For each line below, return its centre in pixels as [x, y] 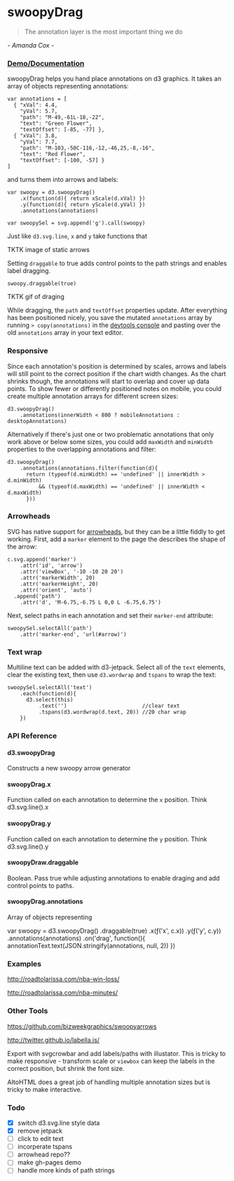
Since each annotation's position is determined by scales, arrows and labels [117, 366]
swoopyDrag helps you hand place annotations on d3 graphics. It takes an [115, 79]
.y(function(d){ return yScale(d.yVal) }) [83, 205]
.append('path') [37, 596]
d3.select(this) [49, 700]
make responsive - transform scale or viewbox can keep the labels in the [111, 1061]
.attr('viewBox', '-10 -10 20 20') [72, 572]
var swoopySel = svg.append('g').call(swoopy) [76, 223]
